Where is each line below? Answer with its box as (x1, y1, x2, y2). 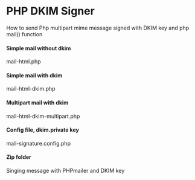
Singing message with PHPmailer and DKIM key (6, 167, 125, 174)
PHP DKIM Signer (6, 4, 95, 18)
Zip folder (6, 153, 31, 161)
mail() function (6, 30, 43, 37)
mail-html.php (6, 58, 41, 65)
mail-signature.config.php (6, 140, 71, 147)
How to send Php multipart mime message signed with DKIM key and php (6, 24, 190, 31)
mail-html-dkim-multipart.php (6, 112, 80, 120)
